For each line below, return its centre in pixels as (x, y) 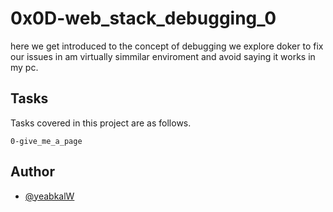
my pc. (24, 67)
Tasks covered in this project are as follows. (101, 123)
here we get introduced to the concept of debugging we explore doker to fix (167, 46)
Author (32, 172)
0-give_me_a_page (46, 141)
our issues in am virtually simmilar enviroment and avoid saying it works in (163, 56)
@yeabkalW (49, 196)
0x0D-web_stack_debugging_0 (143, 18)
